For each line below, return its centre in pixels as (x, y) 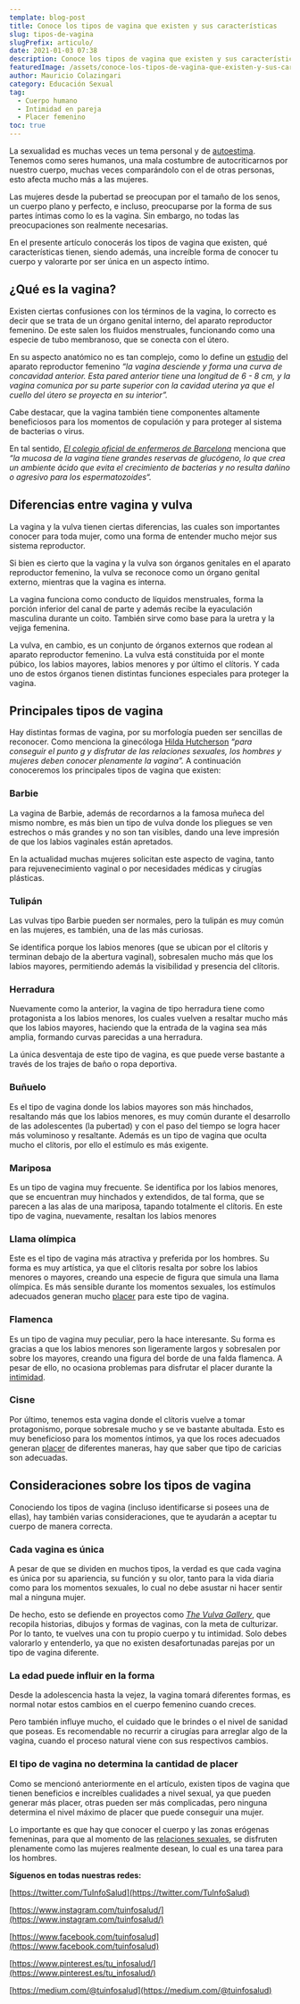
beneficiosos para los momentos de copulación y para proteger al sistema (146, 422)
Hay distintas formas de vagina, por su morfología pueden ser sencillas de (146, 733)
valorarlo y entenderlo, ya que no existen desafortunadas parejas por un (142, 1643)
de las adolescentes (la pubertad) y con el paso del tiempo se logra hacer (145, 1126)
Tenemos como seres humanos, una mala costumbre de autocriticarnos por (149, 160)
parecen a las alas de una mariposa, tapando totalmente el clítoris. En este (146, 1206)
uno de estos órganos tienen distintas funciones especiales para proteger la (149, 673)
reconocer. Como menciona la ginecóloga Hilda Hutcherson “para (131, 742)
